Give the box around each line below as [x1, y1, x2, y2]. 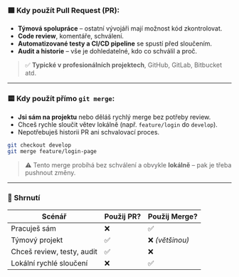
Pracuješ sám [11, 223, 57, 233]
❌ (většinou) [148, 235, 190, 245]
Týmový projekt [11, 235, 63, 245]
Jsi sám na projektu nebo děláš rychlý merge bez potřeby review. [17, 113, 211, 121]
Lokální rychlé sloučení [11, 258, 88, 268]
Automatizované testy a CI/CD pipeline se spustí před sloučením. [17, 39, 212, 48]
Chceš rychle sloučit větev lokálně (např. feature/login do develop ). [17, 120, 218, 129]
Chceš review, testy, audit [11, 246, 98, 256]
